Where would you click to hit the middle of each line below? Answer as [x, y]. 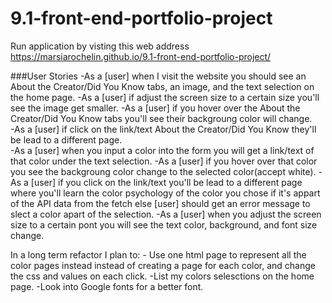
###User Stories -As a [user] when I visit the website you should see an [158, 76]
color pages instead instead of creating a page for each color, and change [163, 265]
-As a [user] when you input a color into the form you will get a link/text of [162, 150]
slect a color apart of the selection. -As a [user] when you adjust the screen [166, 214]
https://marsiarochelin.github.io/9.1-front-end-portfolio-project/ [141, 56]
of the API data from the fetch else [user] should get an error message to [160, 203]
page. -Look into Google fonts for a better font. [107, 286]
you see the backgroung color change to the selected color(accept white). [163, 171]
